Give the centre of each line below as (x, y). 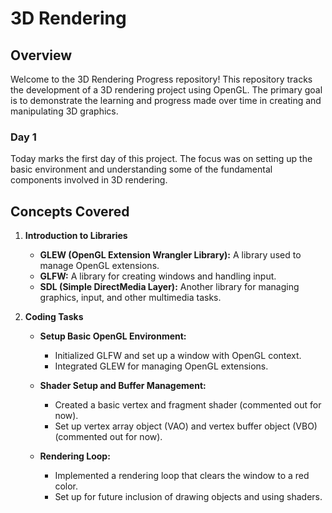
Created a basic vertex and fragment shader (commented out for (188, 405)
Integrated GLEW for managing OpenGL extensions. (161, 366)
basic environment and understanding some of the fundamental (141, 169)
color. (66, 486)
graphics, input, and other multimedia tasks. (130, 298)
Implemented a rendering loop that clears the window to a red (182, 476)
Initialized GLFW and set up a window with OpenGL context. (178, 356)
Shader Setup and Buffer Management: (123, 386)
